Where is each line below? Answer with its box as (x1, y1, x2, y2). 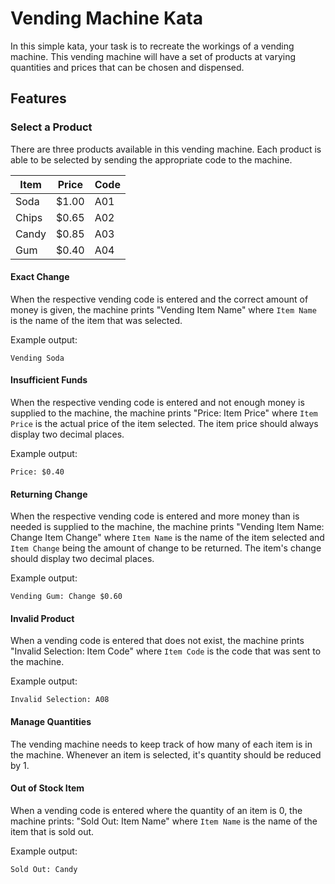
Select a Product (10, 120, 93, 134)
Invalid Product (10, 612, 75, 624)
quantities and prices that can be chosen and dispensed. (10, 61, 245, 73)
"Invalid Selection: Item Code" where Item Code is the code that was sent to (10, 645, 322, 657)
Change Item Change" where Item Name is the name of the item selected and (10, 532, 325, 544)
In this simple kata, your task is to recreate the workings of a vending (10, 40, 295, 52)
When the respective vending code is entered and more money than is (10, 510, 300, 522)
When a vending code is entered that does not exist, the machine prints (10, 635, 305, 647)
